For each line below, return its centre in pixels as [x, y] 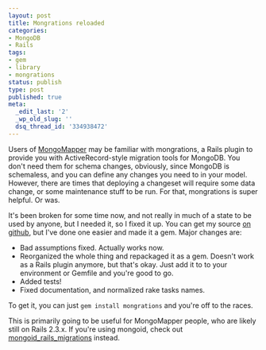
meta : [17, 104]
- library [25, 68]
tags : [17, 52]
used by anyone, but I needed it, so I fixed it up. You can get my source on [130, 224]
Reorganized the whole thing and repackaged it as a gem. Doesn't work [137, 256]
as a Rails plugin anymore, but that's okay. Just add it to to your [123, 264]
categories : [28, 30]
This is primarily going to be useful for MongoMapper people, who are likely [132, 321]
